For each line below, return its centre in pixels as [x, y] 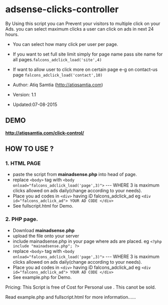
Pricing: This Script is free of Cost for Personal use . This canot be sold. [81, 287]
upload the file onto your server [46, 236]
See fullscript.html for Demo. [43, 206]
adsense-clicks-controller [62, 9]
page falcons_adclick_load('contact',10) [58, 74]
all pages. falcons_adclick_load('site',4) [57, 59]
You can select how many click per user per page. [65, 44]
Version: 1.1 [24, 94]
